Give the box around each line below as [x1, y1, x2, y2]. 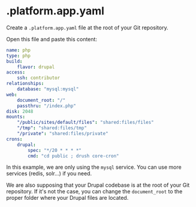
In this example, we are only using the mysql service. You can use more [6, 163, 182, 171]
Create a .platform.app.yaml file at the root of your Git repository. [6, 24, 169, 31]
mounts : [6, 114, 26, 120]
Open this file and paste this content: [6, 35, 98, 42]
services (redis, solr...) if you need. [6, 170, 92, 177]
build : [6, 58, 23, 64]
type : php [6, 53, 31, 59]
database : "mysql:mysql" [17, 86, 79, 92]
